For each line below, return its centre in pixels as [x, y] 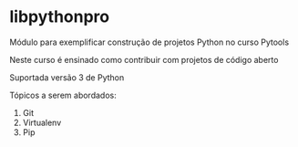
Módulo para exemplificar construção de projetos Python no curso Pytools [149, 42]
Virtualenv [42, 122]
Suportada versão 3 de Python [67, 77]
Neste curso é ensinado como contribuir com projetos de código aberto [144, 59]
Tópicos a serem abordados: [63, 95]
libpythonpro [60, 17]
